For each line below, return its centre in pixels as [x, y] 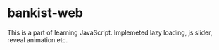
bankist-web [45, 13]
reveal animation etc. [38, 39]
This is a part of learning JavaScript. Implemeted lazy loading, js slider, [110, 32]
